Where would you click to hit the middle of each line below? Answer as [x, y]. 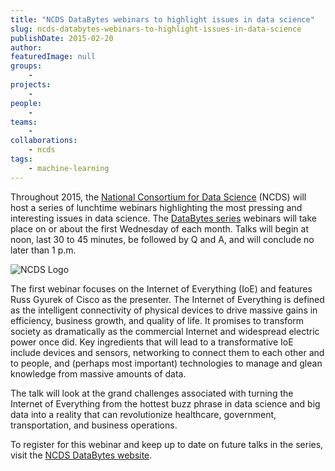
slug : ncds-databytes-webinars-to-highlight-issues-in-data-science [156, 29]
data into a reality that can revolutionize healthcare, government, [143, 414]
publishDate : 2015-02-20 [62, 38]
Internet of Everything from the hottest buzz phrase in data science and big [165, 403]
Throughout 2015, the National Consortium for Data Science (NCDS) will [158, 197]
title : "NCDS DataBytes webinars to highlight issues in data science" [162, 19]
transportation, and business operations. [94, 425]
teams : [24, 122]
